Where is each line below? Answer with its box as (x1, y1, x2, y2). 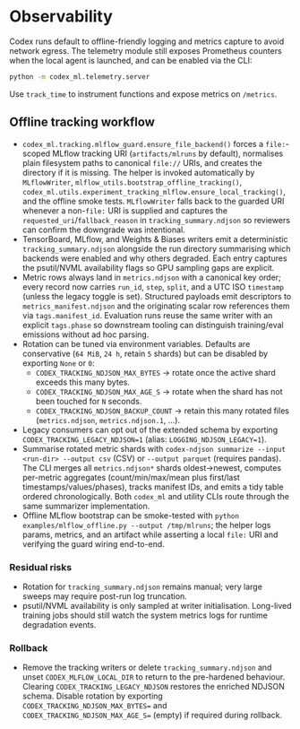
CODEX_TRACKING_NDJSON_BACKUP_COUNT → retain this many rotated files (35, 405, 289, 416)
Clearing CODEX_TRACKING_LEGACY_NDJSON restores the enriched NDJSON (21, 681, 285, 692)
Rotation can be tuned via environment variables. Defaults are (21, 338, 251, 349)
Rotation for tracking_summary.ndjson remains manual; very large (21, 581, 262, 592)
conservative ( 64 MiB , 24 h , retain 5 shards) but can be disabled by (21, 348, 269, 359)
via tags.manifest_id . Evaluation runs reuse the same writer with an (21, 309, 273, 320)
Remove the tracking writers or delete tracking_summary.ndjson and (21, 662, 272, 673)
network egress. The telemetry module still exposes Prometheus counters (9, 45, 282, 56)
